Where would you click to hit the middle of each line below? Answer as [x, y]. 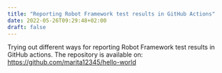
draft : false [27, 27]
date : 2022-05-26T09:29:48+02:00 [57, 21]
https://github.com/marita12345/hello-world [72, 62]
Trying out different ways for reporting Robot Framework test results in [111, 47]
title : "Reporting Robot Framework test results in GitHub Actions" [111, 14]
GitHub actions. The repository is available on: [75, 55]
